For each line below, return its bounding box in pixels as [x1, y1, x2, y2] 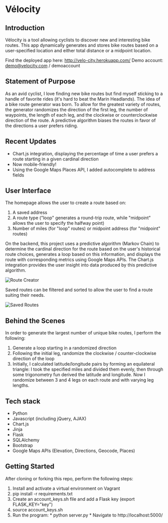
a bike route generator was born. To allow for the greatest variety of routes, [5, 101, 161, 107]
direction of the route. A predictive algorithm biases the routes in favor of [5, 117, 156, 123]
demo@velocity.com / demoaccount [5, 63, 80, 68]
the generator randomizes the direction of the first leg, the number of [5, 107, 148, 113]
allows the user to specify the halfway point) [12, 220, 104, 226]
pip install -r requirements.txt [12, 490, 73, 496]
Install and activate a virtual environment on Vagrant [12, 485, 120, 491]
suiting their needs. [5, 292, 45, 298]
